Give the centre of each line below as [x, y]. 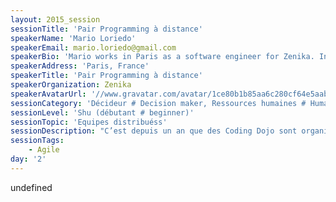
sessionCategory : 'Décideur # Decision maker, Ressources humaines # [158, 103]
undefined [31, 187]
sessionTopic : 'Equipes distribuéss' [89, 122]
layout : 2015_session [55, 19]
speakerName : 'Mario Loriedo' [73, 38]
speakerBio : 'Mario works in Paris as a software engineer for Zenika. [162, 57]
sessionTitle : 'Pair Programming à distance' [106, 29]
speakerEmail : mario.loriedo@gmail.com [93, 47]
